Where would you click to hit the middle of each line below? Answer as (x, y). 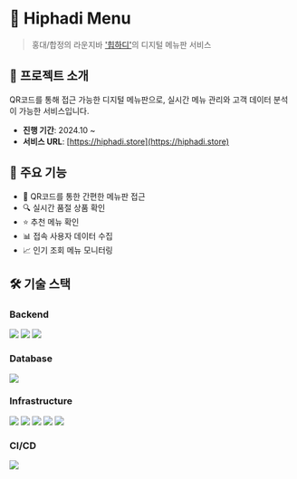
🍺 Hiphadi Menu (70, 19)
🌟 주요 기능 (38, 172)
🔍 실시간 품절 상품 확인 (64, 207)
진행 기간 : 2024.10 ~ (59, 129)
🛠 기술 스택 (40, 284)
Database (31, 359)
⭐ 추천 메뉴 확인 (51, 222)
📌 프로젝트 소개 (49, 76)
